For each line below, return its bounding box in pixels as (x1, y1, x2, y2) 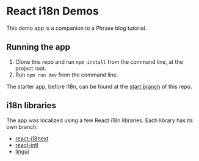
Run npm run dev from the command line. (15, 71, 118, 78)
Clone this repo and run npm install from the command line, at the (15, 58, 183, 65)
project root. (15, 64, 47, 72)
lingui (15, 148, 29, 155)
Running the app (6, 42, 70, 52)
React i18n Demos (6, 4, 99, 18)
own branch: (6, 123, 38, 130)
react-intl (15, 141, 38, 148)
